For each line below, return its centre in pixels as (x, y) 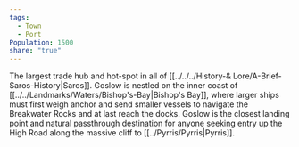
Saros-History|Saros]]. (51, 86)
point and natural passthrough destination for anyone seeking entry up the (146, 123)
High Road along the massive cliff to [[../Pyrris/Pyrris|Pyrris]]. (122, 133)
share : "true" (36, 51)
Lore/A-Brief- (258, 76)
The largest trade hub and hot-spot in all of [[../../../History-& (120, 76)
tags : (19, 17)
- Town (29, 26)
